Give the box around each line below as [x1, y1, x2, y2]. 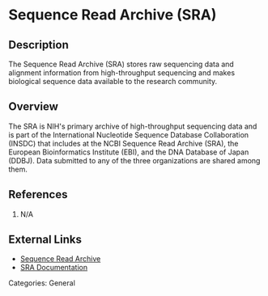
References [8, 188, 68, 201]
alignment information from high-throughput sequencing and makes [8, 68, 236, 78]
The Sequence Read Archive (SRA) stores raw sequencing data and [8, 59, 235, 69]
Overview [8, 99, 59, 114]
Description [8, 38, 69, 52]
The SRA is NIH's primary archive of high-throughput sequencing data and [8, 121, 257, 131]
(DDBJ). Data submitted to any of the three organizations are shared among [8, 155, 261, 165]
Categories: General [8, 278, 75, 288]
